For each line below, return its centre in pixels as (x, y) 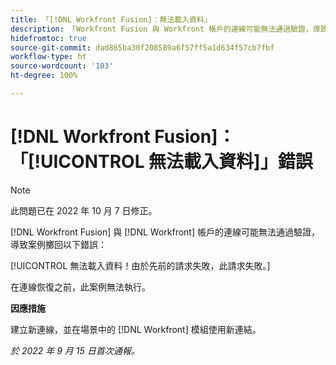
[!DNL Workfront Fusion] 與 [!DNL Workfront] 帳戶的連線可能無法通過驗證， (165, 232)
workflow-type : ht (48, 57)
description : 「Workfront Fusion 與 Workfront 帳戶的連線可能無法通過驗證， (161, 29)
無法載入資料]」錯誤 (230, 162)
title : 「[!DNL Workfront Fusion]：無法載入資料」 (111, 19)
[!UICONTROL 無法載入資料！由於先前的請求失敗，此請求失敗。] (140, 265)
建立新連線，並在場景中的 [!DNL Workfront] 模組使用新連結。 (136, 329)
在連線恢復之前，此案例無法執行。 (80, 287)
